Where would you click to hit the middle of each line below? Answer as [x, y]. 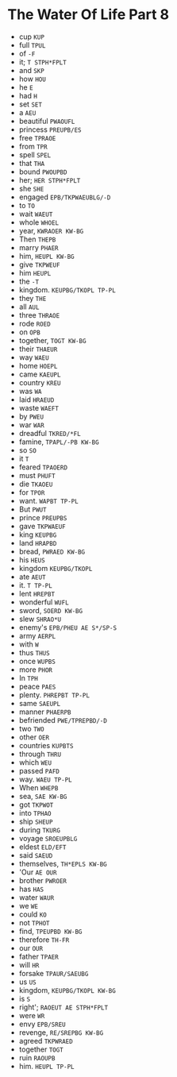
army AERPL [37, 635]
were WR [32, 1015]
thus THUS [34, 652]
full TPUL [32, 44]
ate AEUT [32, 577]
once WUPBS [37, 661]
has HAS [31, 889]
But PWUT [33, 509]
